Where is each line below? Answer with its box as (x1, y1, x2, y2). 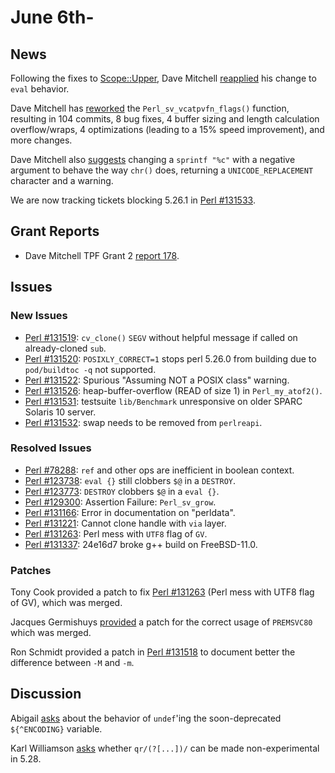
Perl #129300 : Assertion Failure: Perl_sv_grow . (24, 496, 217, 508)
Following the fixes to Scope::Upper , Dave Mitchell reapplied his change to (10, 72, 317, 84)
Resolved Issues (10, 441, 92, 455)
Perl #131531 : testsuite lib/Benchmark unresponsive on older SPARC (24, 395, 303, 407)
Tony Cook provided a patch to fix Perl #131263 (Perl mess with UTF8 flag (10, 586, 315, 598)
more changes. (10, 134, 73, 146)
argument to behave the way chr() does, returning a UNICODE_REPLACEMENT (10, 164, 314, 176)
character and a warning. (10, 175, 114, 186)
